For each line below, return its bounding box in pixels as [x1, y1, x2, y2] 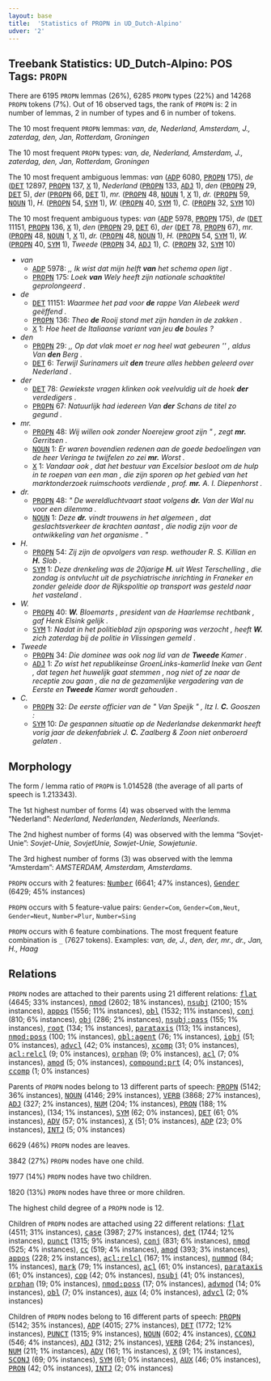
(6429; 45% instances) [8, 887, 86, 896]
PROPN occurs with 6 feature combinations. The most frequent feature [8, 927, 239, 936]
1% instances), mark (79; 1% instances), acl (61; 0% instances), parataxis [8, 1261, 263, 1271]
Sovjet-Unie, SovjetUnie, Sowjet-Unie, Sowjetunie [30, 838, 196, 847]
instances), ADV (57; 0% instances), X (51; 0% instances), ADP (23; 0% [8, 1116, 243, 1125]
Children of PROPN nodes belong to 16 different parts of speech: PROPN [8, 1311, 241, 1321]
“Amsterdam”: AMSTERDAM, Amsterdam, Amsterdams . [8, 863, 193, 872]
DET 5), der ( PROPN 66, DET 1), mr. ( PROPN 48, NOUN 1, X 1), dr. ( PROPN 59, [8, 189, 251, 199]
